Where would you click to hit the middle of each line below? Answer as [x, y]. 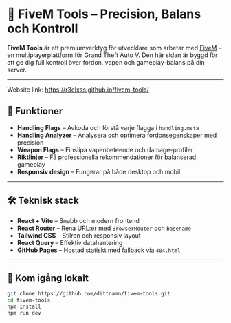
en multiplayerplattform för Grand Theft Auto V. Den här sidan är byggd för [112, 55]
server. [17, 70]
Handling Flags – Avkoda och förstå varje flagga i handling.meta [108, 127]
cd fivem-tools [29, 300]
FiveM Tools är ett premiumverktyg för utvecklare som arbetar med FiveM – [114, 48]
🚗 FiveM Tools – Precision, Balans [104, 14]
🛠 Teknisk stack [43, 201]
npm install [24, 307]
